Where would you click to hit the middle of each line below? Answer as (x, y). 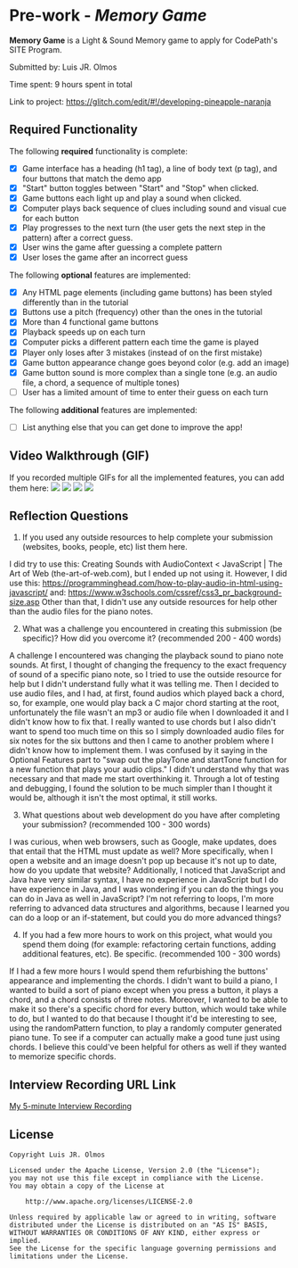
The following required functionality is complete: (99, 151)
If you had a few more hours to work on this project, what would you (147, 935)
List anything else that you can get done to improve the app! (132, 427)
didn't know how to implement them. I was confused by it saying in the (139, 750)
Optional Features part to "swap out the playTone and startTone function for (148, 760)
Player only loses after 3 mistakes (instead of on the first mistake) (142, 352)
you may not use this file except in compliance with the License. (137, 1179)
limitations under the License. (69, 1256)
